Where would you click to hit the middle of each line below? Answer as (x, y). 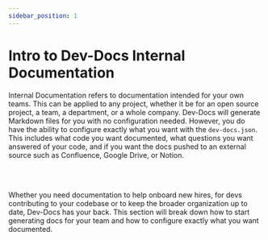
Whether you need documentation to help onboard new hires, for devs (125, 195)
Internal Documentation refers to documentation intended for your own (126, 95)
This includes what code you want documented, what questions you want (131, 138)
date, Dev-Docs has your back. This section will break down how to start (129, 212)
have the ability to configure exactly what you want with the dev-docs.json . (133, 129)
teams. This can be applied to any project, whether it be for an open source (134, 103)
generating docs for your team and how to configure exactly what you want (134, 220)
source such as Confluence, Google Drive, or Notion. (96, 155)
